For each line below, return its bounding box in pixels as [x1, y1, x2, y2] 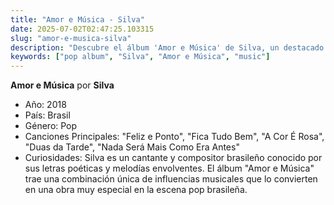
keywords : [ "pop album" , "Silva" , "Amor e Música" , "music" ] [10, 52, 271, 62]
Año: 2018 [24, 99, 67, 111]
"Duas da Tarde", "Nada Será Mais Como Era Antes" [24, 141, 240, 153]
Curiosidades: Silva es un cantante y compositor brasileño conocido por [24, 152, 323, 164]
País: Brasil [24, 109, 71, 121]
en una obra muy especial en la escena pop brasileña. [24, 184, 248, 196]
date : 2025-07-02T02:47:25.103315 [10, 24, 155, 34]
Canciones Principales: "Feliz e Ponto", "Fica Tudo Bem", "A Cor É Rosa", [24, 131, 325, 143]
